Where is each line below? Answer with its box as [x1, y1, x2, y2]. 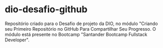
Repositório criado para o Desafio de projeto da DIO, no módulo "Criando [5, 20, 158, 27]
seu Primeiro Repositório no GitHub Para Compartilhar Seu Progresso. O [5, 26, 156, 32]
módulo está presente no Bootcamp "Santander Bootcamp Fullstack [5, 31, 148, 37]
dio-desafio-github [5, 4, 88, 15]
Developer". [5, 37, 30, 43]
